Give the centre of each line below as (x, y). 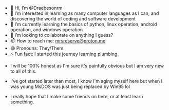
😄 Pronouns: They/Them (37, 48)
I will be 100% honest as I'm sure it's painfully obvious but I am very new (87, 66)
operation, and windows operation (46, 30)
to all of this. (23, 71)
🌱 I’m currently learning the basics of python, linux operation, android (83, 24)
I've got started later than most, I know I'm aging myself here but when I (86, 81)
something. (22, 102)
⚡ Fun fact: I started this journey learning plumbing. (64, 54)
